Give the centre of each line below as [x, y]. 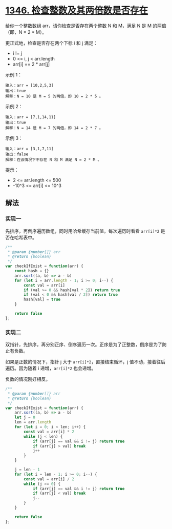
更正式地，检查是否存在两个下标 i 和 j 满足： [52, 43]
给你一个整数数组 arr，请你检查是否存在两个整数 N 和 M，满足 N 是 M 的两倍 [86, 26]
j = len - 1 [27, 470]
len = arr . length [33, 422]
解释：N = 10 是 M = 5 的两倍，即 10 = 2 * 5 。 [54, 96]
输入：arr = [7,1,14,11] [31, 117]
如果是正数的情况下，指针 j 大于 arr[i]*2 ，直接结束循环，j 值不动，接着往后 [85, 362]
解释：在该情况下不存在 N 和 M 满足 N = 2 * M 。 [53, 159]
